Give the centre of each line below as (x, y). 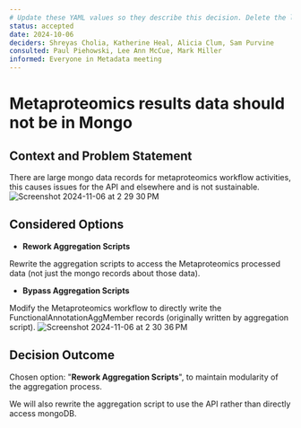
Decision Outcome (62, 355)
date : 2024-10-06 (42, 34)
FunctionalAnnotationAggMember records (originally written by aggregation (149, 317)
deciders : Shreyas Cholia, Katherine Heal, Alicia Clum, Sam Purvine (142, 43)
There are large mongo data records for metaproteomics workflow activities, (150, 177)
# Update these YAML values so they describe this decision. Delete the (148, 17)
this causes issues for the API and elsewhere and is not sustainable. (134, 187)
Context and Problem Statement (101, 156)
